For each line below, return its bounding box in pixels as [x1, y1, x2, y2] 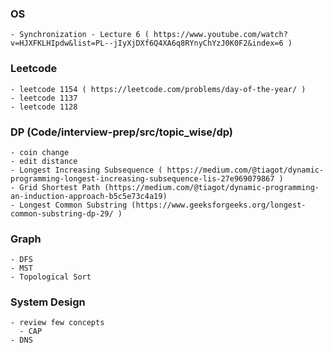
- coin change [10, 147, 70, 157]
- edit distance [10, 156, 78, 166]
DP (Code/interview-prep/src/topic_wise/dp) [10, 125, 234, 139]
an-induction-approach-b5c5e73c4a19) [10, 191, 168, 201]
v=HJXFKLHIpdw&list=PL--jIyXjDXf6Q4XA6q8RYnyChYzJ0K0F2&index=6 [10, 38, 284, 49]
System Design [10, 295, 86, 309]
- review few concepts [10, 318, 105, 328]
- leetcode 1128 [10, 102, 78, 112]
